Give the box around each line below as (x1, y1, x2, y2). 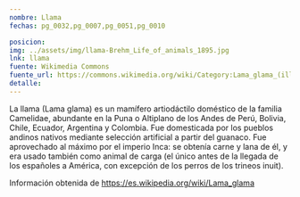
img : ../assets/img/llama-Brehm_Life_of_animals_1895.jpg (9, 45, 229, 54)
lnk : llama (9, 54, 50, 63)
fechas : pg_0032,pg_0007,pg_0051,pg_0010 (9, 21, 166, 30)
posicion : (9, 37, 46, 46)
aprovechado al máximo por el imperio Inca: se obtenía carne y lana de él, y (9, 141, 288, 152)
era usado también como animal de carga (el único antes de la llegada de (9, 151, 279, 161)
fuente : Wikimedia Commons (9, 62, 110, 71)
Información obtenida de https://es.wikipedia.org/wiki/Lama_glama (9, 177, 254, 188)
